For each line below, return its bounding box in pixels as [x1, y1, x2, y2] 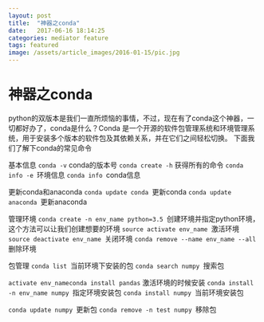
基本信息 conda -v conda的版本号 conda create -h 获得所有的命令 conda [8, 160, 244, 170]
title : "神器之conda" [8, 19, 81, 27]
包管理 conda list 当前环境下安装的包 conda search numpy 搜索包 [8, 261, 225, 270]
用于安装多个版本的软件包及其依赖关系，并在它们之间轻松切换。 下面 [22, 133, 248, 143]
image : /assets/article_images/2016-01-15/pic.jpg [8, 49, 180, 57]
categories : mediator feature [8, 33, 109, 42]
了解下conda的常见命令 [14, 143, 93, 152]
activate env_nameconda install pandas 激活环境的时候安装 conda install [8, 277, 254, 287]
